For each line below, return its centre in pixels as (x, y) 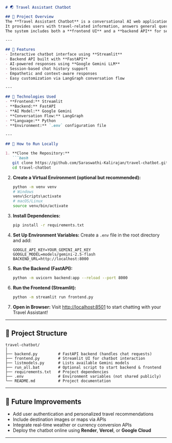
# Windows (23, 192)
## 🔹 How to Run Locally (32, 144)
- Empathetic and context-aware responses (51, 73)
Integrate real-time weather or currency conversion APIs (72, 425)
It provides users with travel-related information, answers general (81, 26)
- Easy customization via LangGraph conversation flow (65, 78)
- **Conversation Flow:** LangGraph (44, 116)
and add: (22, 240)
